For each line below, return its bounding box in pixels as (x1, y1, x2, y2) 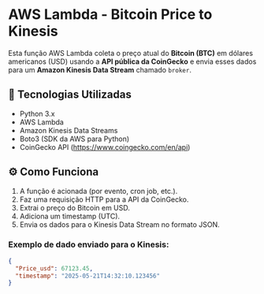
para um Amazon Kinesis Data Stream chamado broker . (8, 65, 191, 74)
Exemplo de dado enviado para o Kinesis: (8, 239, 169, 250)
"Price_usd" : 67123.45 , (15, 264, 93, 273)
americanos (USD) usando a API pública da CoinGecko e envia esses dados (8, 57, 257, 66)
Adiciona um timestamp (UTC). (19, 211, 121, 221)
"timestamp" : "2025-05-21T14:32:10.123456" (15, 272, 160, 280)
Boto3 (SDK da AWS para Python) (19, 134, 130, 143)
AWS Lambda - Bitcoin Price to (8, 6, 213, 24)
